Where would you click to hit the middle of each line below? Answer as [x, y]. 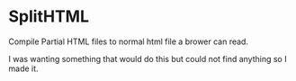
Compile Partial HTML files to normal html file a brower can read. [129, 41]
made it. [23, 68]
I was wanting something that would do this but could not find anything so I [148, 58]
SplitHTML [49, 17]
